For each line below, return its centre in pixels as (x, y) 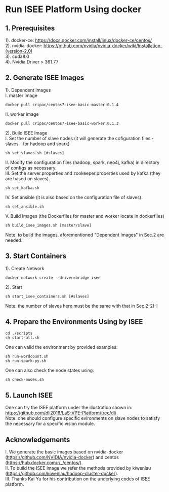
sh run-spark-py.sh (26, 361)
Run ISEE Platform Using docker (73, 9)
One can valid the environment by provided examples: (61, 347)
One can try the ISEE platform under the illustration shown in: (69, 408)
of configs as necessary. (31, 168)
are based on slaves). (28, 178)
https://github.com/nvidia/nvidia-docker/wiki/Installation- (103, 46)
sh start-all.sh (22, 338)
